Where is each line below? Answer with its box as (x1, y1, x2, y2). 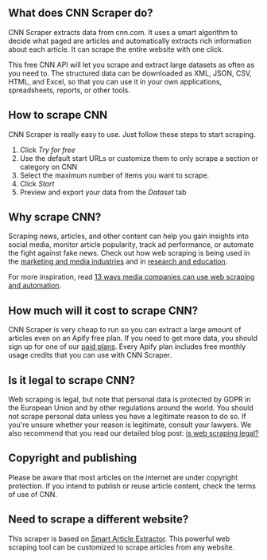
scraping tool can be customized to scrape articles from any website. (8, 542, 235, 552)
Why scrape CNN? (8, 210, 102, 224)
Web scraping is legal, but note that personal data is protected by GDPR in (8, 394, 251, 405)
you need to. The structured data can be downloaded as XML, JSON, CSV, (8, 68, 252, 78)
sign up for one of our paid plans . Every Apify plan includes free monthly (8, 342, 246, 351)
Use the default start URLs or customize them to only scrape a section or (19, 153, 259, 163)
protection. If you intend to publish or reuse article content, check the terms (8, 481, 257, 491)
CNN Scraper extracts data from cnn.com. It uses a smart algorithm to (8, 27, 238, 37)
